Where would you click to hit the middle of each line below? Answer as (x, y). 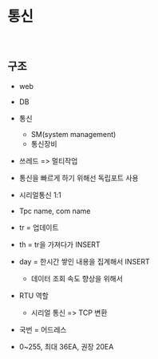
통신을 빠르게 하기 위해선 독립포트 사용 (79, 178)
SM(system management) (73, 134)
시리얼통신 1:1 (40, 195)
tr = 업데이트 (39, 227)
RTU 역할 (34, 295)
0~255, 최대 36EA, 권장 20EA (66, 346)
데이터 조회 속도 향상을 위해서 (77, 278)
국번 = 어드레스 (43, 329)
